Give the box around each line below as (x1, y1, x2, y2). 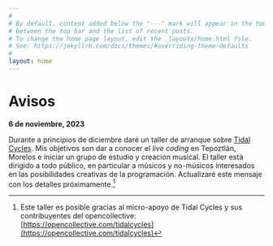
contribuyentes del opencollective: (19, 211, 136, 221)
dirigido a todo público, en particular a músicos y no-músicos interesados (8, 160, 255, 170)
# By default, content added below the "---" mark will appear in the (8, 19, 253, 28)
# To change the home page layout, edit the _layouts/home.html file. (8, 34, 253, 43)
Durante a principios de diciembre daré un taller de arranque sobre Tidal (8, 135, 250, 145)
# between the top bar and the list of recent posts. (8, 27, 195, 35)
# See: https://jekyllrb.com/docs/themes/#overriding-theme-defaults (8, 42, 249, 50)
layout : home (8, 58, 53, 66)
